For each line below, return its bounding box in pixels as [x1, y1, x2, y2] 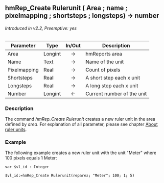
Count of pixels [85, 66, 120, 73]
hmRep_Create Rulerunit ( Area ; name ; [5, 4, 128, 12]
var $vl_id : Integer [5, 164, 49, 170]
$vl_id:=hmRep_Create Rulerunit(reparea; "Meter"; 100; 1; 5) [5, 173, 135, 178]
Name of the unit [85, 58, 124, 65]
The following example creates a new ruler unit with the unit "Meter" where [5, 150, 157, 156]
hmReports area [85, 50, 122, 57]
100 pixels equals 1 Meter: [5, 155, 57, 161]
